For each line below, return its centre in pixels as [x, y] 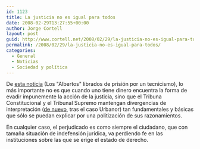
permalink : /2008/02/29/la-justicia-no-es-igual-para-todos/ [84, 45]
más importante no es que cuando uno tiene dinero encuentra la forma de [97, 91]
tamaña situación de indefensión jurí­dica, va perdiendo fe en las [85, 134]
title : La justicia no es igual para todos [61, 17]
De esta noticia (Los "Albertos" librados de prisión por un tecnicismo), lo [95, 84]
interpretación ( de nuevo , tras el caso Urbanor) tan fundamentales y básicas [100, 109]
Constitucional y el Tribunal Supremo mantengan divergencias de [86, 103]
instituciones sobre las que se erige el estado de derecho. [77, 140]
